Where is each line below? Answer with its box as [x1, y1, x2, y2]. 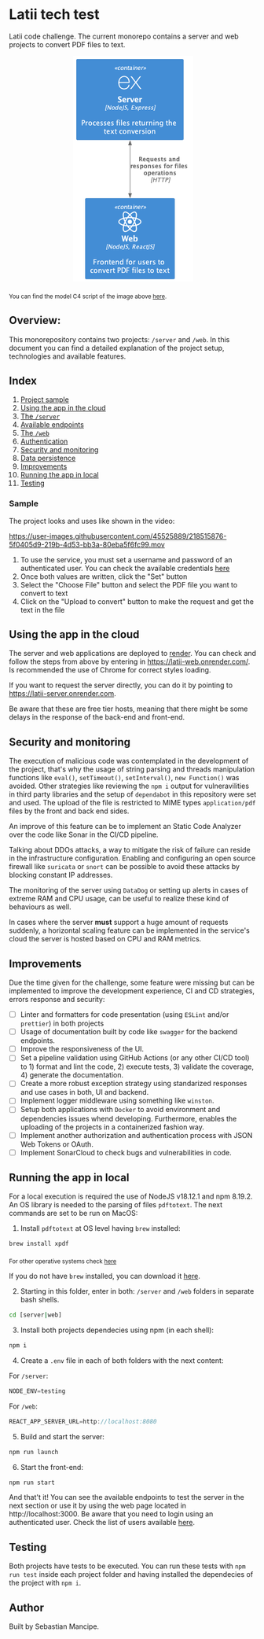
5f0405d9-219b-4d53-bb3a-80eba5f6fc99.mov [9, 540, 166, 549]
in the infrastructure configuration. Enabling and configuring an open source [9, 853, 256, 863]
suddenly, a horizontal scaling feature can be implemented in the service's [9, 926, 250, 935]
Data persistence [20, 454, 76, 463]
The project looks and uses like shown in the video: [9, 516, 175, 525]
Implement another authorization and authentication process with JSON [20, 1130, 253, 1140]
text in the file [20, 605, 65, 614]
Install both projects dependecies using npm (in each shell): [20, 1325, 214, 1335]
